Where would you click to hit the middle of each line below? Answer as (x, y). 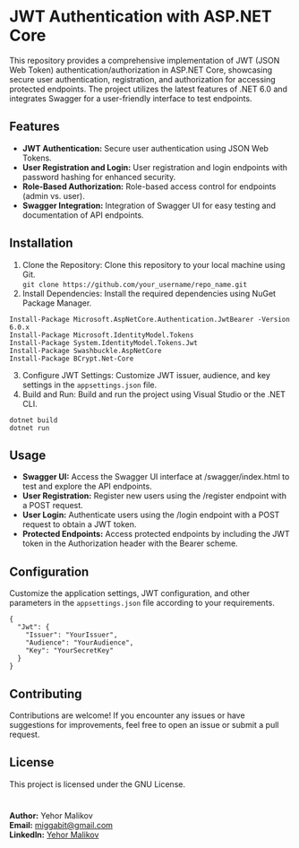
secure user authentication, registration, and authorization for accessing (142, 79)
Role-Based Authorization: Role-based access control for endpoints (149, 186)
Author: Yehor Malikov (51, 816)
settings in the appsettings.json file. (90, 385)
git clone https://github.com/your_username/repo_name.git (135, 284)
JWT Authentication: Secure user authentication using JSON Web (145, 148)
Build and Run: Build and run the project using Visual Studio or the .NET (154, 394)
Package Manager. (57, 303)
